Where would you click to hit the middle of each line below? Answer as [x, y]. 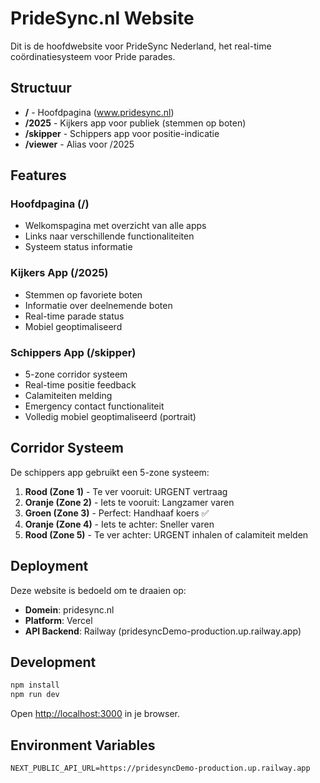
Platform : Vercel [58, 620]
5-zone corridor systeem [76, 374]
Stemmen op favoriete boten [83, 294]
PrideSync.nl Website [102, 18]
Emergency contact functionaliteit [94, 406]
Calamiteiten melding [68, 396]
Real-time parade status [74, 316]
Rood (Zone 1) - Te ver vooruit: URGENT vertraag [126, 491]
